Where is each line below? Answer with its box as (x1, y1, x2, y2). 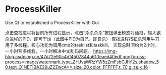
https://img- (93, 48, 118, 54)
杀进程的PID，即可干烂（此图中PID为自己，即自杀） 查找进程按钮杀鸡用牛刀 (5, 36, 160, 42)
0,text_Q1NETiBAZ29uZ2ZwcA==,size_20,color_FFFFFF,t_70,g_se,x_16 (5, 64, 148, 70)
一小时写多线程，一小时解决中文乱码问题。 (5, 48, 92, 54)
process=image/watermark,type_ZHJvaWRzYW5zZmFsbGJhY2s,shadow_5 (5, 59, 160, 65)
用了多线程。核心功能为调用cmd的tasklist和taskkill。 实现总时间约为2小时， (5, 42, 160, 48)
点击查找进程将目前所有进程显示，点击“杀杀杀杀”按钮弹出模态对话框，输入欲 (5, 29, 161, 35)
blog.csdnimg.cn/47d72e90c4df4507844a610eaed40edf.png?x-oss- (5, 53, 147, 59)
